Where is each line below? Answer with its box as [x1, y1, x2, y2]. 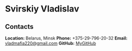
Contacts [5, 23, 34, 31]
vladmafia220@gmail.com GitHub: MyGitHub [5, 40, 96, 46]
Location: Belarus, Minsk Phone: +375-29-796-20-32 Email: [5, 35, 128, 41]
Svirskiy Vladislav [5, 3, 79, 14]
